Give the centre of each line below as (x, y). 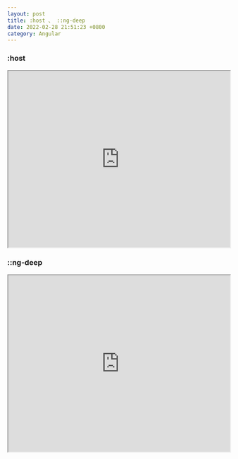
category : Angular (34, 34)
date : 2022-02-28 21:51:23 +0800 (56, 27)
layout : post (26, 14)
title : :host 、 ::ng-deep (46, 20)
